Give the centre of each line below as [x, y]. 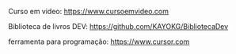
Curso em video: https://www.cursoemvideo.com [88, 11]
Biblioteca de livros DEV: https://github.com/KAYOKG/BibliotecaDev [118, 26]
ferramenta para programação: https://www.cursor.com [99, 41]
